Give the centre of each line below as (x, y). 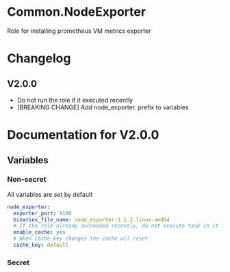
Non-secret (27, 180)
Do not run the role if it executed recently (75, 100)
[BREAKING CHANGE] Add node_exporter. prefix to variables (103, 107)
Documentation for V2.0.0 (83, 135)
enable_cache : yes (40, 232)
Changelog (39, 58)
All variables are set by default (50, 194)
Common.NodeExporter (76, 12)
